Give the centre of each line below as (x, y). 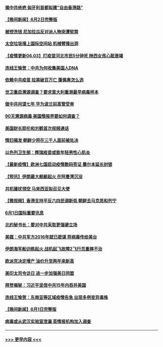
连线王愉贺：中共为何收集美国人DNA (42, 68)
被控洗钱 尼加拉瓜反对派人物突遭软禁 (42, 31)
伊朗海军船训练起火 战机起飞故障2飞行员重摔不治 (54, 249)
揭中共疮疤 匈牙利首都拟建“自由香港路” (44, 7)
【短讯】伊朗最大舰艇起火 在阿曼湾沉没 (44, 176)
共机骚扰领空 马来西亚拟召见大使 (38, 188)
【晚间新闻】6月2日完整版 (31, 20)
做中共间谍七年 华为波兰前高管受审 (40, 104)
